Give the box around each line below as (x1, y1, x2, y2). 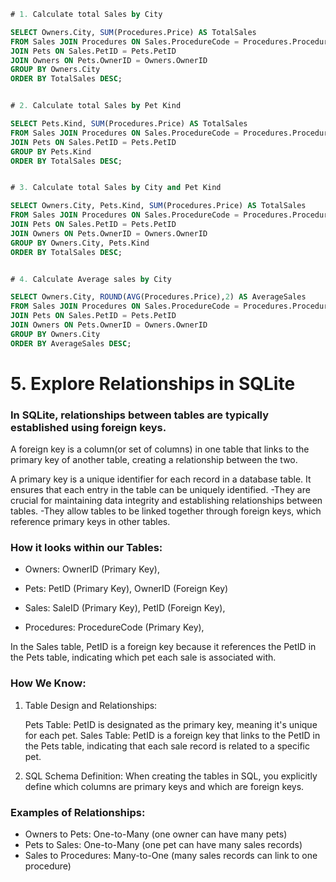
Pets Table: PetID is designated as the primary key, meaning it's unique (24, 718, 318, 730)
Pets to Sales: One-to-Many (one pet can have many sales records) (24, 839, 303, 850)
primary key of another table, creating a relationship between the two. (10, 454, 298, 466)
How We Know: (10, 676, 87, 690)
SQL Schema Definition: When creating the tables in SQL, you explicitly (24, 770, 318, 782)
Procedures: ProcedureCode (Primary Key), (24, 621, 205, 634)
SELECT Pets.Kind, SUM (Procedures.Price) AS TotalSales (10, 119, 248, 129)
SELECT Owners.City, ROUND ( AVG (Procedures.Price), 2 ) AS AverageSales (10, 292, 307, 302)
